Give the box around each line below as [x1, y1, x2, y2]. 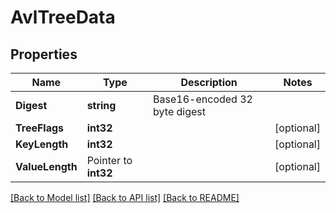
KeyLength [15, 137, 69, 151]
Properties [10, 46, 78, 63]
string [86, 99, 117, 112]
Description [180, 76, 238, 89]
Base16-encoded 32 [153, 92, 253, 106]
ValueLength [15, 160, 78, 173]
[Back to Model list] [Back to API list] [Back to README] [10, 192, 240, 203]
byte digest [153, 105, 207, 118]
